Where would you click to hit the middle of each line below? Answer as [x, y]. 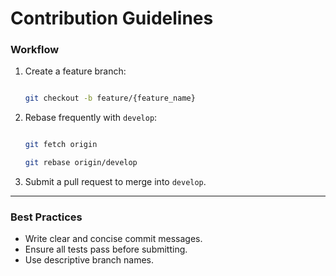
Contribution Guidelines [112, 18]
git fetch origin [61, 145]
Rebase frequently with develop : [91, 118]
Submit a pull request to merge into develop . [115, 182]
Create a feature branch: [75, 71]
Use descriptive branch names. [89, 260]
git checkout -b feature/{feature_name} [110, 98]
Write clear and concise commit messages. [113, 239]
